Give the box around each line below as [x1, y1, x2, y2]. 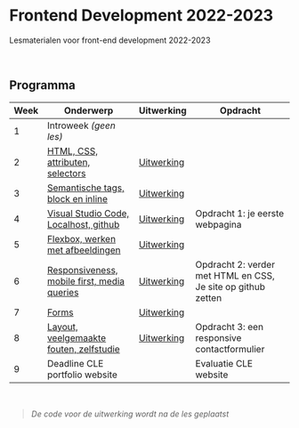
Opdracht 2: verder [195, 258, 276, 271]
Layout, [47, 320, 78, 333]
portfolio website [47, 368, 118, 381]
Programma [9, 77, 76, 93]
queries [47, 286, 79, 298]
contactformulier [195, 343, 265, 355]
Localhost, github [47, 218, 120, 230]
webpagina [195, 218, 242, 230]
